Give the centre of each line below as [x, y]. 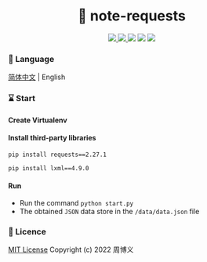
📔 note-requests [132, 16]
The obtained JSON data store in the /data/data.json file [109, 212]
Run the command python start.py [76, 203]
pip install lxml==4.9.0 [49, 168]
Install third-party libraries [52, 138]
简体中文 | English [37, 77]
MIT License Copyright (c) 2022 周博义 [71, 249]
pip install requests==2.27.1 [58, 155]
